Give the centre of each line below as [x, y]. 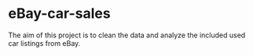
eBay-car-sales [60, 14]
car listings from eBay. [44, 43]
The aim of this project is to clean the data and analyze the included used [127, 35]
